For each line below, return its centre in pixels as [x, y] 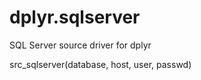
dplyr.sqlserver [75, 17]
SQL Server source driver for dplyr [80, 45]
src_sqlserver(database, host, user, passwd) [100, 64]
